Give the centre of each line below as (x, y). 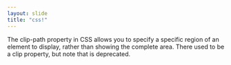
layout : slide (28, 13)
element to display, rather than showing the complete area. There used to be (116, 47)
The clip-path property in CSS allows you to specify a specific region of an (113, 39)
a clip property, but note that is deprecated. (69, 54)
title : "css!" (28, 20)
